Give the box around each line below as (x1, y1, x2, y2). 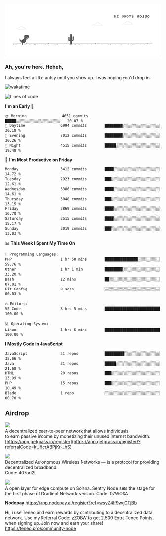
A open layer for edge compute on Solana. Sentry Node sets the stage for (5, 485, 155, 491)
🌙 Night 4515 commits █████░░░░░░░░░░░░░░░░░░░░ (5, 143, 161, 148)
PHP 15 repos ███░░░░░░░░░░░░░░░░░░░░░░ (5, 381, 161, 386)
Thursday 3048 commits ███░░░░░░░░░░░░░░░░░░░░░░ (5, 197, 161, 202)
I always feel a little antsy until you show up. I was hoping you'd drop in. (5, 75, 151, 81)
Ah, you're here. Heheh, (5, 63, 64, 70)
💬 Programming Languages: (5, 252, 58, 257)
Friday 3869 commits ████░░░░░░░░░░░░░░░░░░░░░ (5, 206, 161, 211)
